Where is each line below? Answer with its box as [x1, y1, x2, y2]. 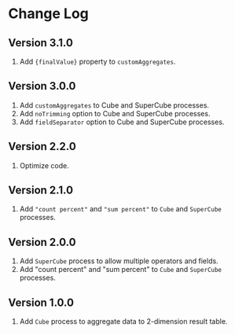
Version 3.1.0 [8, 36, 73, 50]
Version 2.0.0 [8, 235, 76, 248]
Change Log [8, 5, 89, 23]
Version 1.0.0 [8, 295, 75, 309]
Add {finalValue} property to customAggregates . [19, 57, 176, 66]
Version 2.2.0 [8, 140, 76, 153]
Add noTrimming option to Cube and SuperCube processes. [19, 108, 211, 118]
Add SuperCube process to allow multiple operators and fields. [19, 256, 218, 266]
